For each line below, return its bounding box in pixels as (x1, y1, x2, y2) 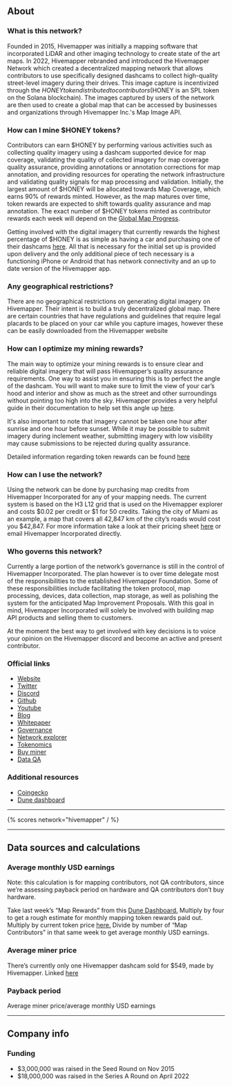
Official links (7, 659, 50, 668)
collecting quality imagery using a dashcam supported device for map (7, 148, 206, 156)
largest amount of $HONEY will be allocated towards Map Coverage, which (7, 184, 221, 193)
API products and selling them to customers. (7, 614, 133, 622)
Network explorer (17, 733, 68, 742)
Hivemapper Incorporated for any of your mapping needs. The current (7, 492, 207, 501)
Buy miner (17, 748, 47, 756)
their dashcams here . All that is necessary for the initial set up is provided (7, 242, 216, 251)
